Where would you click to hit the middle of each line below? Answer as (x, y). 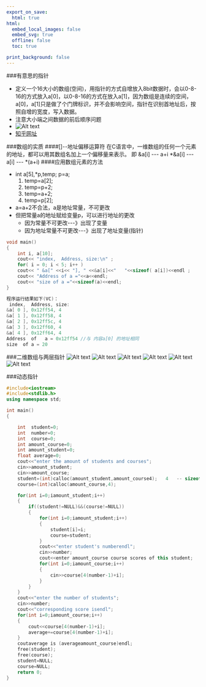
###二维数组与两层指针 (36, 357)
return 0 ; (30, 672)
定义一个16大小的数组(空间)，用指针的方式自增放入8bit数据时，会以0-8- (106, 88)
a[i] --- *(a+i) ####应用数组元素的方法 (55, 162)
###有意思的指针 (28, 75)
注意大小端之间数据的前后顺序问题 (58, 119)
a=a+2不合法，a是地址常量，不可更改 (63, 207)
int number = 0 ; (37, 433)
